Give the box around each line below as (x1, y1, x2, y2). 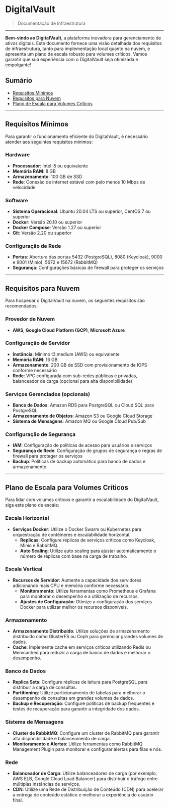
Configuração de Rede (5, 243, 61, 250)
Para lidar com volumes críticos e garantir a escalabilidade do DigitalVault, (5, 497, 159, 503)
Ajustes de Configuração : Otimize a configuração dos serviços (20, 598, 152, 605)
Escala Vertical (5, 565, 43, 572)
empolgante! (5, 62, 32, 68)
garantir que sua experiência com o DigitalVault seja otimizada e (5, 56, 138, 62)
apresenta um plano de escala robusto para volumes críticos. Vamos (5, 51, 147, 57)
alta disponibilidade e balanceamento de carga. (12, 735, 111, 741)
